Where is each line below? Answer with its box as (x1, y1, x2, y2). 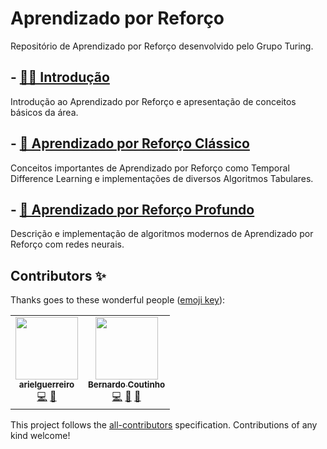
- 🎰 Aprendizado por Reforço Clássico (10, 135, 250, 152)
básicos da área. (10, 106, 79, 118)
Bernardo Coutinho (88, 379, 166, 391)
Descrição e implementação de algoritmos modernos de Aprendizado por (10, 228, 314, 240)
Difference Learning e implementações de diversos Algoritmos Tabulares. (10, 172, 314, 184)
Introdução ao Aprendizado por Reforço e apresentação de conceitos (10, 95, 297, 107)
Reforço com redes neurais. (10, 238, 125, 251)
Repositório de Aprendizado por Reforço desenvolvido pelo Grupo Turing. (10, 40, 314, 52)
